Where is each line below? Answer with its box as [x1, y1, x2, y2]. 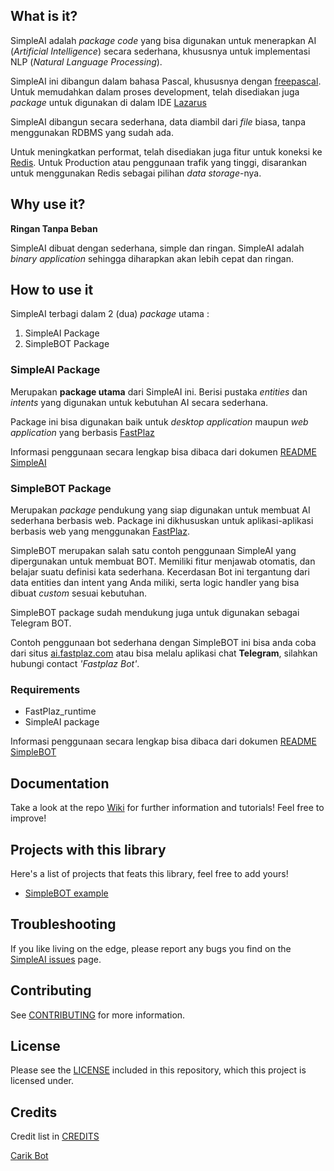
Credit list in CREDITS [10, 1130, 100, 1143]
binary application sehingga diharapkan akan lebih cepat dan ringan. [10, 252, 294, 264]
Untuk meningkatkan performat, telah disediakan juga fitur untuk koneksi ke [10, 145, 323, 158]
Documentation [10, 775, 110, 792]
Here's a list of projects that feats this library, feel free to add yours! [10, 867, 289, 879]
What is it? [10, 8, 78, 25]
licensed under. [10, 1075, 74, 1087]
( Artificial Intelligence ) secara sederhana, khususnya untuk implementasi [10, 45, 311, 57]
